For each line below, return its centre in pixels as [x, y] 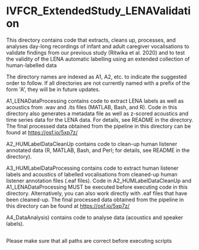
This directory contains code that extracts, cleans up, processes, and [91, 40]
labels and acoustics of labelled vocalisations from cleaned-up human [92, 174]
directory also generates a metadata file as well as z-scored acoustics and [97, 113]
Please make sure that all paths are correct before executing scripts [89, 241]
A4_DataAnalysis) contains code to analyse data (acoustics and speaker [94, 217]
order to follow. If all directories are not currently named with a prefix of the [98, 83]
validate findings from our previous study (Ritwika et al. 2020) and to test [96, 52]
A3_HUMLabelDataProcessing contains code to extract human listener [92, 168]
